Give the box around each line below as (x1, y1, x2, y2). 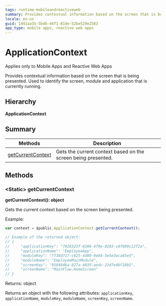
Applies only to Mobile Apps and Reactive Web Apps (5, 63, 112, 69)
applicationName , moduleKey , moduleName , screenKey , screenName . (5, 295, 134, 302)
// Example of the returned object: (5, 235, 81, 240)
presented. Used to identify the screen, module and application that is (5, 78, 147, 84)
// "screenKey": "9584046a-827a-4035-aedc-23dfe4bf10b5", (5, 262, 136, 267)
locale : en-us (5, 16, 35, 21)
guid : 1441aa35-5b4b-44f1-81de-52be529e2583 (5, 21, 98, 26)
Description (93, 139, 122, 146)
